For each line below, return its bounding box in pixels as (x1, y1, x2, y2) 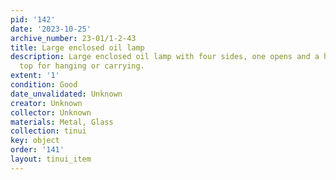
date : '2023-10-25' (10, 24, 92, 34)
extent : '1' (10, 71, 60, 81)
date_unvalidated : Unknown (10, 89, 123, 99)
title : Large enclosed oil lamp (10, 42, 145, 53)
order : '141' (10, 145, 65, 155)
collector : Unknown (10, 107, 92, 118)
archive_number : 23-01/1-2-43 (10, 33, 137, 43)
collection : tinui (10, 126, 87, 136)
